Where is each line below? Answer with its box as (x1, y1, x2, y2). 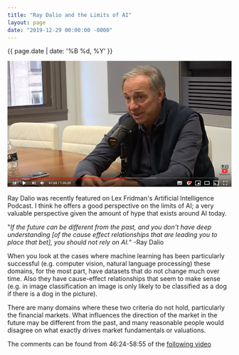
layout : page (7, 18, 46, 26)
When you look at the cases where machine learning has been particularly (7, 252, 225, 260)
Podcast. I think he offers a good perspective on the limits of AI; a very (7, 201, 214, 210)
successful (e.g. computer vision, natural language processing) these (7, 260, 211, 268)
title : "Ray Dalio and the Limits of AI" (7, 11, 132, 18)
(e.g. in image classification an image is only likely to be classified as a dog (7, 282, 228, 291)
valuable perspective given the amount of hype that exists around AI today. (7, 209, 228, 218)
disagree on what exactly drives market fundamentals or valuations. (7, 326, 206, 334)
